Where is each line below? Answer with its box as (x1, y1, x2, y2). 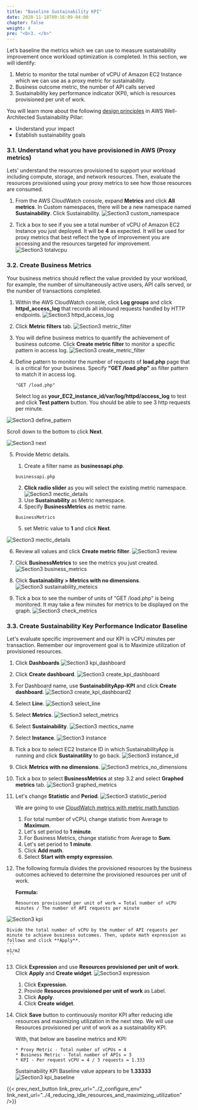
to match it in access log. (15, 371, 77, 378)
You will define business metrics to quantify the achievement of (15, 334, 170, 341)
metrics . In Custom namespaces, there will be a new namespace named (15, 203, 192, 210)
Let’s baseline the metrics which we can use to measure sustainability (6, 47, 176, 54)
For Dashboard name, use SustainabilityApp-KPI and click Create (15, 682, 177, 689)
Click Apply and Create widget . (15, 970, 93, 977)
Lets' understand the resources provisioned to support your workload (6, 167, 176, 174)
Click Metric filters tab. (15, 323, 72, 330)
